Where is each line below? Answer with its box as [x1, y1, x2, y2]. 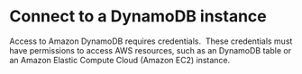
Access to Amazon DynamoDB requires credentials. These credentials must [9, 36, 293, 46]
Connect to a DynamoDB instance [9, 6, 268, 27]
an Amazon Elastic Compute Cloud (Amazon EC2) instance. [9, 54, 231, 65]
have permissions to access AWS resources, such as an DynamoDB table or [9, 45, 291, 55]
